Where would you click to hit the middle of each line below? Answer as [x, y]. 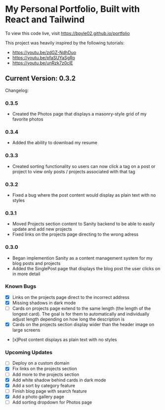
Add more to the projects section [46, 374]
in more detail [26, 274]
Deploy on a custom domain [41, 363]
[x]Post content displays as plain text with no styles [64, 340]
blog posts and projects [36, 263]
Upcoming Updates [29, 352]
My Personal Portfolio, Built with [72, 9]
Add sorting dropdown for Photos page [52, 402]
